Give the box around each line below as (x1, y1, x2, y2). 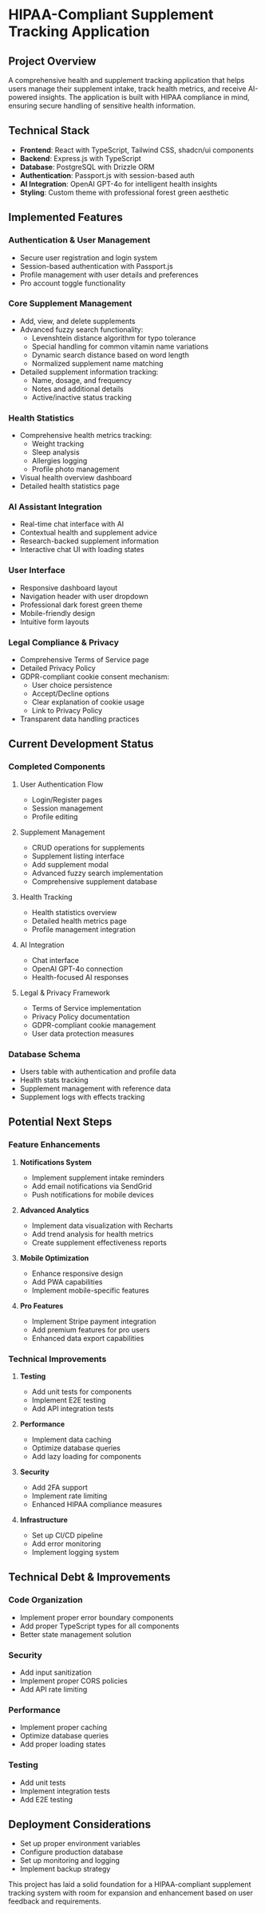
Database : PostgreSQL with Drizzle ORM (19, 162, 155, 172)
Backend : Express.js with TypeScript (19, 153, 141, 163)
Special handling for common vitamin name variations (31, 341, 209, 351)
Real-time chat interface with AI (19, 519, 125, 529)
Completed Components (8, 761, 105, 772)
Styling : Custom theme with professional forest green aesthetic (19, 187, 229, 197)
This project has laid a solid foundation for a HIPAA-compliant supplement (8, 1880, 251, 1889)
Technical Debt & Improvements (8, 1570, 171, 1584)
